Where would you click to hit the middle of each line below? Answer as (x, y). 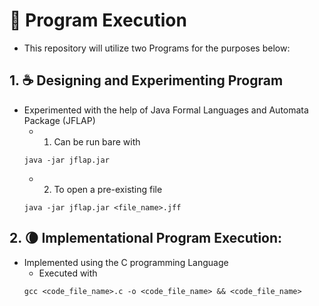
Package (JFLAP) (59, 120)
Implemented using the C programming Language (126, 262)
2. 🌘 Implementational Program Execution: (146, 238)
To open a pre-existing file (108, 189)
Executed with (68, 273)
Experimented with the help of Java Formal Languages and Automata (166, 110)
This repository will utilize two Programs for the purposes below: (157, 48)
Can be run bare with (97, 141)
